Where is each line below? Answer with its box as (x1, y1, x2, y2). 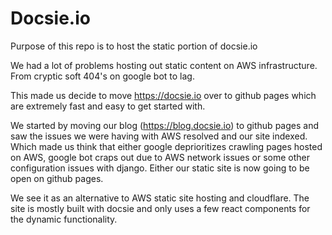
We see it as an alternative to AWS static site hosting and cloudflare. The (10, 192, 310, 204)
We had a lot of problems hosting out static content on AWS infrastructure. (10, 59, 318, 71)
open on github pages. (10, 172, 104, 184)
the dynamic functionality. (10, 213, 118, 225)
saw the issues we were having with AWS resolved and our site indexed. (10, 130, 308, 142)
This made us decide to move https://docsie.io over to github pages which (10, 89, 317, 101)
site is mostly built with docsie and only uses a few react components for (10, 202, 311, 214)
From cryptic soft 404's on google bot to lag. (10, 70, 195, 82)
